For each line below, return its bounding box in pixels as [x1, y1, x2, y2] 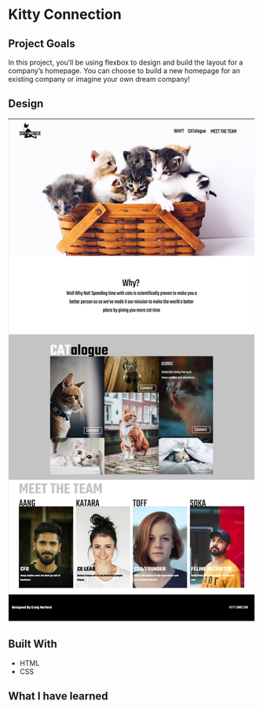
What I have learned [8, 690, 108, 703]
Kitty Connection [8, 6, 122, 24]
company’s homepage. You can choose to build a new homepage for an [8, 66, 241, 76]
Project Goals [8, 37, 76, 50]
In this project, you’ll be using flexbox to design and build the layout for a [8, 57, 243, 67]
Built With [8, 637, 57, 651]
